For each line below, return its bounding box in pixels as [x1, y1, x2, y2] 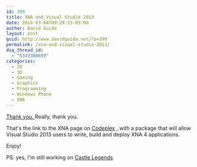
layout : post [6, 31, 39, 37]
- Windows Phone [11, 91, 52, 97]
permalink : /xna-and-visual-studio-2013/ [6, 42, 110, 48]
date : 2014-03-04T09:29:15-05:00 [6, 20, 89, 25]
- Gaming [11, 75, 33, 81]
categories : [6, 58, 36, 64]
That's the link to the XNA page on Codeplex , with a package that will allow [6, 124, 192, 131]
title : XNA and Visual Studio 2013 [6, 14, 94, 20]
